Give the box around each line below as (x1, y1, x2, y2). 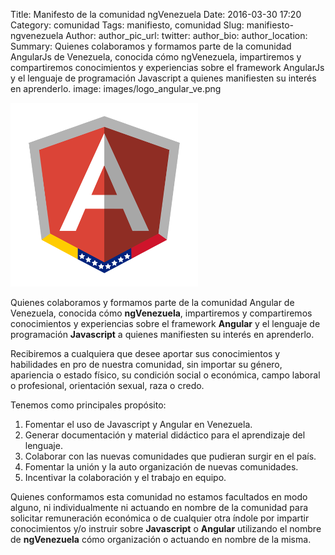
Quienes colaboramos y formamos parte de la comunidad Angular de (10, 297, 295, 308)
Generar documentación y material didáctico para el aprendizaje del (24, 429, 306, 441)
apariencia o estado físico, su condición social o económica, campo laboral (10, 369, 321, 381)
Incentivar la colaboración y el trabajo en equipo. (24, 472, 227, 483)
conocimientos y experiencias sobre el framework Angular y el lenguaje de (10, 318, 321, 329)
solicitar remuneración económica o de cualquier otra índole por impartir (10, 512, 310, 524)
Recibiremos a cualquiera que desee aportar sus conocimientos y (10, 348, 281, 359)
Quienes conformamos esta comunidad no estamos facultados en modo (10, 491, 308, 503)
